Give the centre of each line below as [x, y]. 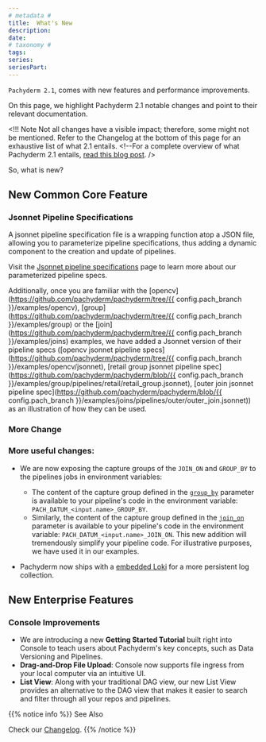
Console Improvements [54, 622]
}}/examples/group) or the [51, 325]
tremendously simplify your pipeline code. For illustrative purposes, [142, 543]
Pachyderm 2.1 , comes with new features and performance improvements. [129, 90]
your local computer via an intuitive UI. [83, 674]
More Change [35, 430]
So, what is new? [36, 170]
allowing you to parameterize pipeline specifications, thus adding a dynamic [133, 243]
